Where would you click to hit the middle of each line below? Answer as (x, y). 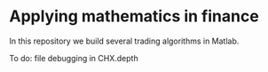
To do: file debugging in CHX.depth (74, 58)
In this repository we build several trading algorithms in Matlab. (124, 41)
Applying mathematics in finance (134, 16)
